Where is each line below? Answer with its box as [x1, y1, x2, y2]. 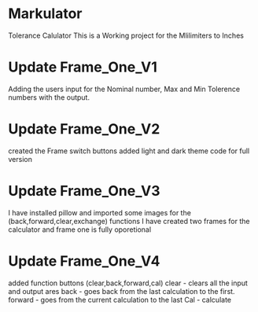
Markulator [8, 5, 83, 23]
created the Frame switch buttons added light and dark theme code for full [8, 146, 250, 156]
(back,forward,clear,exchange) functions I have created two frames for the [8, 216, 250, 226]
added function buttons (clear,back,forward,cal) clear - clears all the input [8, 278, 248, 288]
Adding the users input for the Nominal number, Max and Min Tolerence [8, 84, 241, 94]
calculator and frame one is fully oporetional [8, 225, 152, 234]
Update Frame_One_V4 [8, 252, 160, 270]
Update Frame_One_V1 [8, 58, 157, 76]
